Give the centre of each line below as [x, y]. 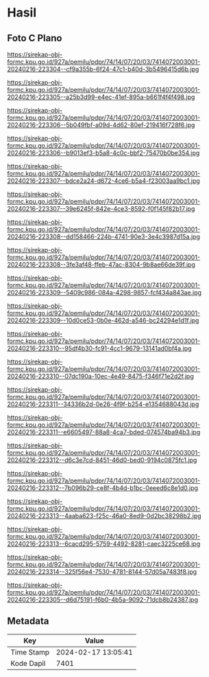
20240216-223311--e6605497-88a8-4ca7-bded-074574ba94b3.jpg [104, 432]
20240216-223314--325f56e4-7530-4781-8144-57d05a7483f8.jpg [102, 571]
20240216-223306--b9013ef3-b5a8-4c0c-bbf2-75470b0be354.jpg [103, 153]
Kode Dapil [28, 663]
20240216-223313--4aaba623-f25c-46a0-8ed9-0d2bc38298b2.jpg [104, 516]
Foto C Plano [35, 38]
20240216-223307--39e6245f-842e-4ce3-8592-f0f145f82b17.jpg [101, 209]
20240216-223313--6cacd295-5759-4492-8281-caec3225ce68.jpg [104, 544]
